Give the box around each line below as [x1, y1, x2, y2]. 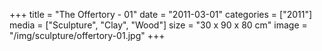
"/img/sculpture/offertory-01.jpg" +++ [9, 30, 166, 41]
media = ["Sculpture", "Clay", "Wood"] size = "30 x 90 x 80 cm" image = [9, 19, 308, 31]
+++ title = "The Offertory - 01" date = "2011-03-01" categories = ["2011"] [9, 9, 313, 20]
